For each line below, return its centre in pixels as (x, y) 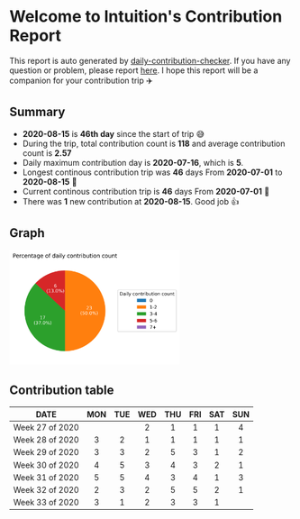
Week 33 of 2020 (46, 503)
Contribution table (62, 390)
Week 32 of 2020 (46, 490)
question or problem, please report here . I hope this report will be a (134, 70)
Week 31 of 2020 (46, 477)
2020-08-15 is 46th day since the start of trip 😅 (114, 133)
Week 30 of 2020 (46, 465)
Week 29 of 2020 (46, 452)
